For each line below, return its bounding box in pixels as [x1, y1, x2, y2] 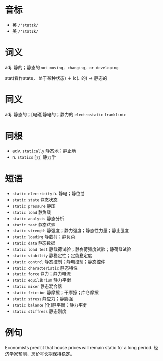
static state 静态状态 [12, 196, 58, 203]
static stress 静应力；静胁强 [12, 295, 73, 302]
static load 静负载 [12, 209, 51, 215]
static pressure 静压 [12, 203, 56, 209]
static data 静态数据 [12, 240, 56, 246]
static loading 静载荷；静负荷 [12, 233, 75, 240]
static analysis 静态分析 [12, 215, 65, 221]
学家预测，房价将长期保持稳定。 [9, 351, 75, 357]
